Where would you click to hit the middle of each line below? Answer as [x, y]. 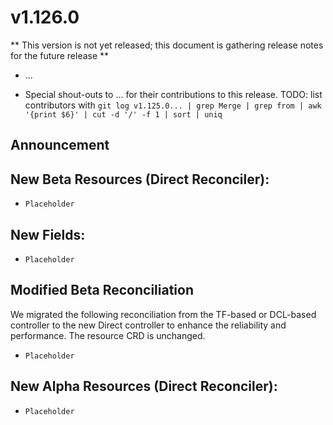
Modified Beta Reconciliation [102, 290]
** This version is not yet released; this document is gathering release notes [167, 45]
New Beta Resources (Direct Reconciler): [140, 179]
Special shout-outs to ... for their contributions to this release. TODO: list [173, 94]
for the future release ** [60, 55]
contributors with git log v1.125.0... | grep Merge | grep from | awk [173, 105]
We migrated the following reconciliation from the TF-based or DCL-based [163, 314]
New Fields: [48, 234]
